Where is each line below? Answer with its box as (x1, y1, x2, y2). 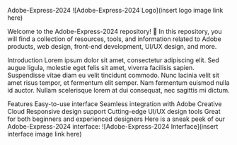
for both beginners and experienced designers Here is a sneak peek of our (7, 115, 225, 123)
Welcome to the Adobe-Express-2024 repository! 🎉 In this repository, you (7, 28, 222, 35)
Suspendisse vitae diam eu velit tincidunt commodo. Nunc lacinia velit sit (7, 71, 219, 79)
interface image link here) (7, 130, 83, 138)
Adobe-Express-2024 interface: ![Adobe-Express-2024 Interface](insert (7, 122, 219, 130)
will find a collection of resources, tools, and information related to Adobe (7, 35, 221, 43)
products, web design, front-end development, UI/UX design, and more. (7, 42, 217, 50)
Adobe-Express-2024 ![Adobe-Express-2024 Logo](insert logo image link (7, 6, 224, 14)
